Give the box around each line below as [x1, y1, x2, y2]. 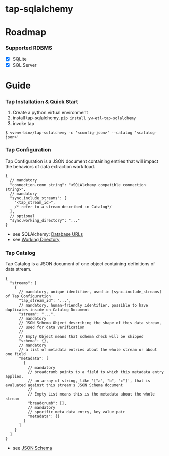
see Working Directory [12, 236, 60, 242]
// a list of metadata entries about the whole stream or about [18, 347, 157, 352]
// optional [10, 213, 35, 219]
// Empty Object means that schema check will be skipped [18, 333, 144, 339]
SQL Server [12, 62, 37, 68]
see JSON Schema [12, 445, 52, 451]
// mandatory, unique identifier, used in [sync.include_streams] [18, 289, 162, 294]
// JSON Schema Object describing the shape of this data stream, [18, 320, 162, 325]
